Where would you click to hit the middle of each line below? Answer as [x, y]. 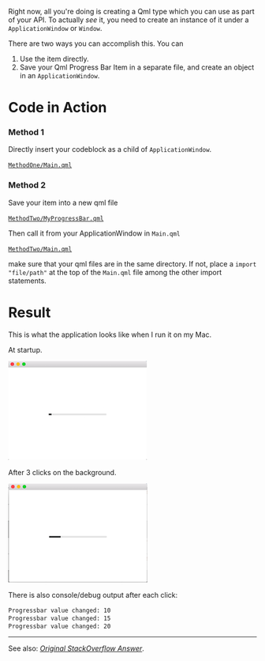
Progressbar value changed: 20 [60, 626]
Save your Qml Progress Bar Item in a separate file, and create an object [137, 67]
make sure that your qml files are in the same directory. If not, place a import [132, 263]
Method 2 [27, 185]
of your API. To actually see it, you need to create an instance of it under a [129, 20]
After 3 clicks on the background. [62, 472]
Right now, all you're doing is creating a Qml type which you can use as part [131, 11]
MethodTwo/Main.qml [40, 249]
